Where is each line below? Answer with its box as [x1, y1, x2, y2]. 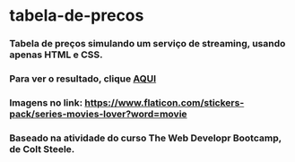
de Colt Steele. [9, 142, 75, 155]
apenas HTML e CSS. [9, 48, 103, 61]
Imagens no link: [9, 96, 83, 108]
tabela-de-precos [9, 5, 144, 26]
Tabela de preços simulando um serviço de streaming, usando [9, 38, 286, 50]
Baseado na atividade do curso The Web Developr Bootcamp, [9, 132, 282, 144]
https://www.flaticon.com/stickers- [84, 96, 245, 108]
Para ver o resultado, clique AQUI [9, 72, 157, 85]
